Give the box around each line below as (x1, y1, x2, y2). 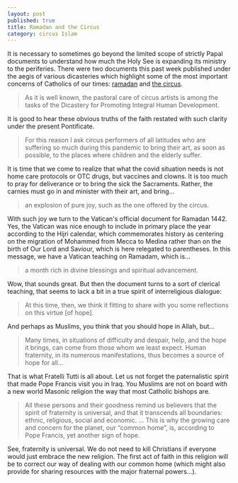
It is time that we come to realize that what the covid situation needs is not (7, 164, 224, 174)
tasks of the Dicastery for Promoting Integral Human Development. (24, 101, 220, 110)
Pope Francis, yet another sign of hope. (24, 431, 140, 440)
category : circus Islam (7, 30, 78, 38)
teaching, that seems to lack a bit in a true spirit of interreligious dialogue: (7, 288, 222, 296)
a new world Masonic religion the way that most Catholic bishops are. (7, 387, 210, 396)
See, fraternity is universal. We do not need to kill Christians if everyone (7, 445, 217, 453)
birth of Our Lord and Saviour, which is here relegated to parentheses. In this (7, 245, 231, 254)
